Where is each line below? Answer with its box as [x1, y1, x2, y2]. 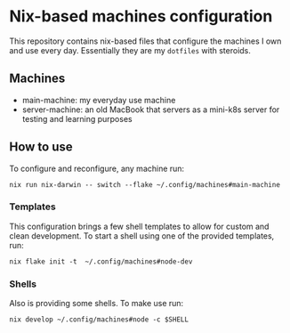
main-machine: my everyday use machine [21, 94, 176, 105]
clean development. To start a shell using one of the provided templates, [9, 230, 275, 241]
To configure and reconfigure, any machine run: [9, 163, 185, 174]
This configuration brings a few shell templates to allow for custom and [9, 221, 270, 231]
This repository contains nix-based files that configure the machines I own [9, 36, 282, 46]
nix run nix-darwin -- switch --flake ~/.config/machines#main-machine [9, 180, 280, 189]
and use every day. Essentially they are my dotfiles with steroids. [9, 45, 252, 55]
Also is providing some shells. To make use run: [9, 298, 184, 309]
